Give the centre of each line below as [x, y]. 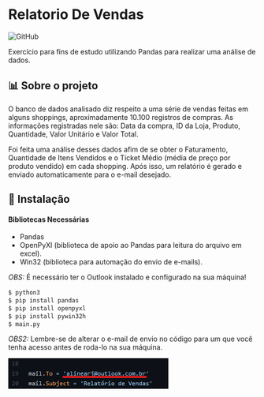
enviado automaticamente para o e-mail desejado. [90, 174]
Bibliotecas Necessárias [48, 219]
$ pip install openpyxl [47, 309]
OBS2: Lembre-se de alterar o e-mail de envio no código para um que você [130, 339]
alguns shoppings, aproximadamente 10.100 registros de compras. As [121, 117]
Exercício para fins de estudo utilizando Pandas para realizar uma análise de [132, 51]
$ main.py [24, 324]
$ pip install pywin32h [47, 316]
